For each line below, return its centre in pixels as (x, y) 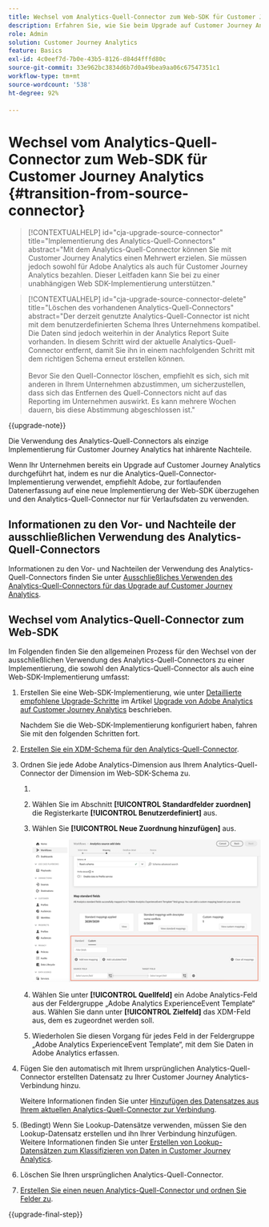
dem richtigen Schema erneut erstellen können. (106, 359)
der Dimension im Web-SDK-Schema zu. (124, 773)
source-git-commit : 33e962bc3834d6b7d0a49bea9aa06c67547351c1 (114, 68)
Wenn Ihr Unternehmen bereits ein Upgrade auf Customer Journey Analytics (134, 465)
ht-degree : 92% (34, 93)
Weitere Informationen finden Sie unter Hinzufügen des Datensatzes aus (139, 1101)
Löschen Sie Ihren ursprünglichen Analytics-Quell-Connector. (122, 1175)
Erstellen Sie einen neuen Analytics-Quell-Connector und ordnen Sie (133, 1190)
